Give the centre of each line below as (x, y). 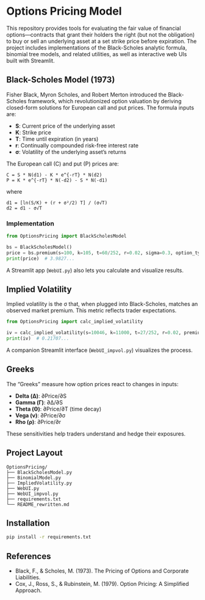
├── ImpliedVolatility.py (39, 483)
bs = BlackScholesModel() (39, 247)
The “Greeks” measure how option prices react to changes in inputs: (92, 384)
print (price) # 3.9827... (41, 258)
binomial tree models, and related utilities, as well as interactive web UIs (97, 54)
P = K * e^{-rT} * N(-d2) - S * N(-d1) (57, 180)
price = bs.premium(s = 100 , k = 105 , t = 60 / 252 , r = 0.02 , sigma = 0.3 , (90, 253)
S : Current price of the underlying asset (65, 126)
